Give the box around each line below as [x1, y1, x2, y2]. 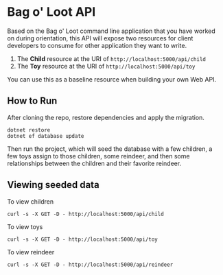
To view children [7, 197, 54, 206]
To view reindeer [7, 248, 55, 256]
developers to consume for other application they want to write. [7, 41, 187, 49]
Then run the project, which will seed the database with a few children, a [7, 145, 213, 153]
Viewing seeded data [7, 179, 99, 191]
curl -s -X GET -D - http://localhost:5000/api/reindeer [7, 261, 174, 268]
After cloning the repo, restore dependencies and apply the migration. [7, 113, 204, 121]
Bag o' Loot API [7, 4, 96, 20]
